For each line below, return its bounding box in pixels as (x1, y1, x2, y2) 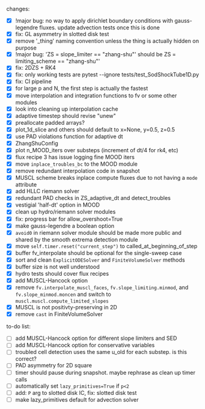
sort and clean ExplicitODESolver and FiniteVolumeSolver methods (15, 256, 185, 263)
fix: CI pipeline (15, 78, 52, 85)
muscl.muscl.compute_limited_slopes (15, 298, 109, 304)
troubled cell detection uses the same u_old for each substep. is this (15, 348, 187, 356)
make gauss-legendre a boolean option (15, 222, 115, 229)
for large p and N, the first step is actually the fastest (15, 85, 148, 92)
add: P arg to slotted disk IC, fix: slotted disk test (15, 389, 137, 396)
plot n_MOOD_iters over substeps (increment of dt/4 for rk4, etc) (15, 146, 179, 153)
